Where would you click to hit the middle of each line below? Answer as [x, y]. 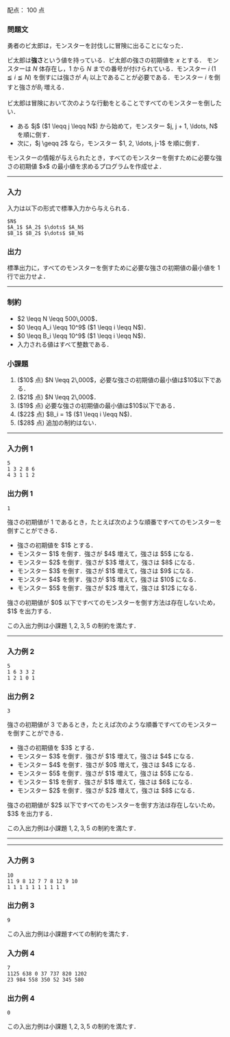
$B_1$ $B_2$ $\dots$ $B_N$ [46, 234]
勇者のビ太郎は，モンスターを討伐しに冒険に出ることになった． [97, 46]
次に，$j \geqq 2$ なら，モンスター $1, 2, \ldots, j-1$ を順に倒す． [110, 143]
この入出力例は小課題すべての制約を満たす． [69, 934]
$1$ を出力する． [31, 611]
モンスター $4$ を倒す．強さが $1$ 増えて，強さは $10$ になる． [108, 579]
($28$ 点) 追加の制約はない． [59, 423]
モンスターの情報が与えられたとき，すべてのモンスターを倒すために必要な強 [115, 158]
